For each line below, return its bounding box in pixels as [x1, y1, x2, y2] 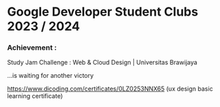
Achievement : [7, 43, 57, 52]
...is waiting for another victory [7, 72, 94, 80]
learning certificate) [7, 92, 63, 100]
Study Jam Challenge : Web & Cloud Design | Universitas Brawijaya [7, 59, 198, 67]
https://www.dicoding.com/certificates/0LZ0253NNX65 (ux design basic [7, 85, 213, 93]
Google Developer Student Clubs [7, 4, 199, 20]
